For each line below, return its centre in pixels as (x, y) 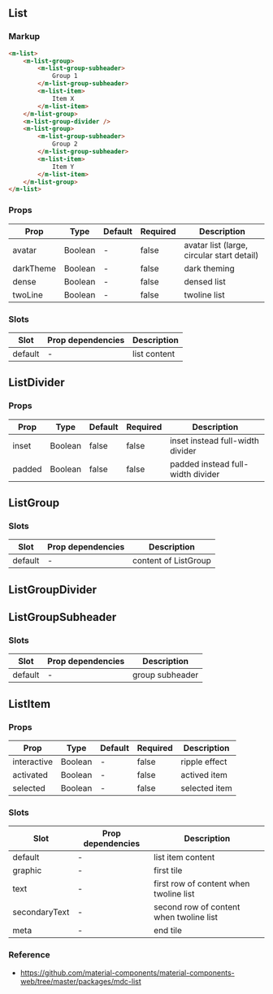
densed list (205, 281)
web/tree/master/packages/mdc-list (81, 981)
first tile (168, 870)
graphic (27, 870)
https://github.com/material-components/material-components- (127, 972)
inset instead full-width (214, 441)
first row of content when (202, 883)
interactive (32, 762)
